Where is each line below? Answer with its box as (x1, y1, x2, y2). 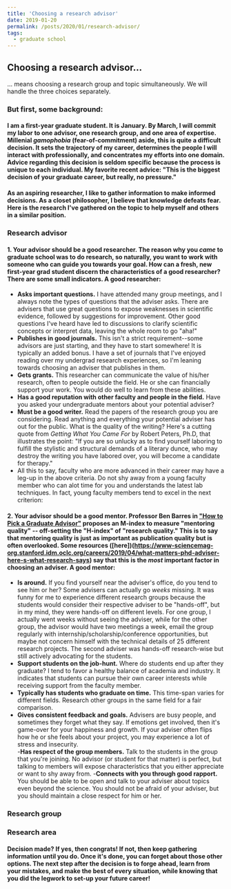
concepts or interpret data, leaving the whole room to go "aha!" (17, 327, 198, 336)
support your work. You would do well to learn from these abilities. (17, 385, 206, 394)
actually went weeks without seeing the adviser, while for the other (17, 615, 208, 623)
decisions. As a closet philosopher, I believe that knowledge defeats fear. (7, 196, 221, 205)
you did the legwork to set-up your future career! (7, 874, 150, 882)
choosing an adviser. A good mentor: (7, 563, 116, 571)
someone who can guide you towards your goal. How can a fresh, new (7, 260, 212, 268)
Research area (7, 827, 57, 837)
